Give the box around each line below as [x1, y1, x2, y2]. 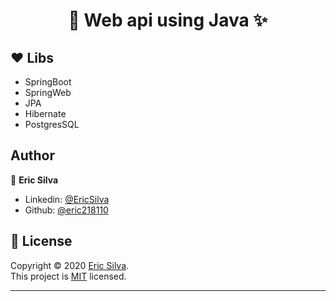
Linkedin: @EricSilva [24, 193, 110, 205]
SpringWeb [24, 87, 72, 98]
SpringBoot [24, 76, 72, 88]
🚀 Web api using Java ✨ [68, 9, 268, 32]
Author [10, 147, 55, 164]
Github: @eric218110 [24, 204, 109, 216]
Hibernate [24, 108, 67, 119]
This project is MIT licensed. [10, 270, 127, 282]
